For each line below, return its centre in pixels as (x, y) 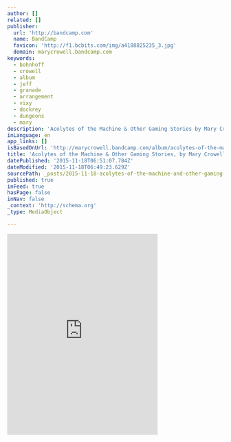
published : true (30, 180)
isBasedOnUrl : (27, 148)
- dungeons (29, 116)
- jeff (23, 84)
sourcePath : (24, 173)
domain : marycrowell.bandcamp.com (63, 52)
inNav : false (26, 199)
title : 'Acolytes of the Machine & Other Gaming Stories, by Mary (104, 155)
